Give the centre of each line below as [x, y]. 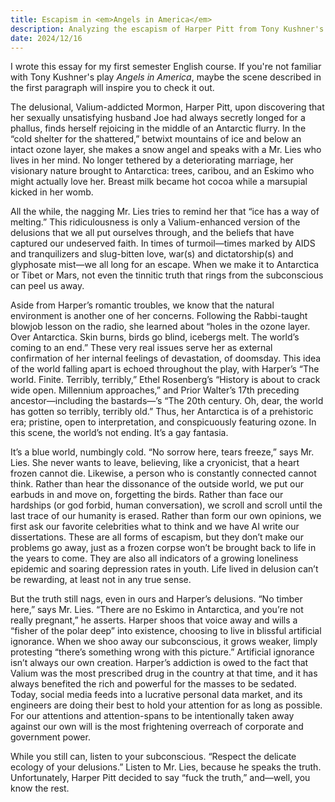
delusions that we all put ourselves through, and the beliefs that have [152, 233]
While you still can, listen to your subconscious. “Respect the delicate [153, 757]
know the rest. [40, 788]
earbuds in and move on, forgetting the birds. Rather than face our [147, 495]
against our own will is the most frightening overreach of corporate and [157, 727]
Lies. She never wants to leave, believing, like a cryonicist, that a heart [155, 463]
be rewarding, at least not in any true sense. [101, 580]
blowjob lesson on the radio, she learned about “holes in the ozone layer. [160, 327]
